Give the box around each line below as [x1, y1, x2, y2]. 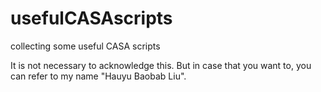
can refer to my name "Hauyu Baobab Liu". [10, 70, 187, 82]
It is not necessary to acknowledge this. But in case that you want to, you [10, 59, 312, 71]
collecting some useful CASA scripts [10, 40, 161, 52]
